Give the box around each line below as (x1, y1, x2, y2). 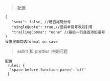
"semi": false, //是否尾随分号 (11, 19, 71, 24)
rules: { (7, 63, 25, 68)
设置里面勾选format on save (5, 39, 58, 44)
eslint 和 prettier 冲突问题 (17, 49, 68, 54)
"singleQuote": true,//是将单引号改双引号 (11, 25, 93, 30)
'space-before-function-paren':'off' (9, 67, 87, 72)
